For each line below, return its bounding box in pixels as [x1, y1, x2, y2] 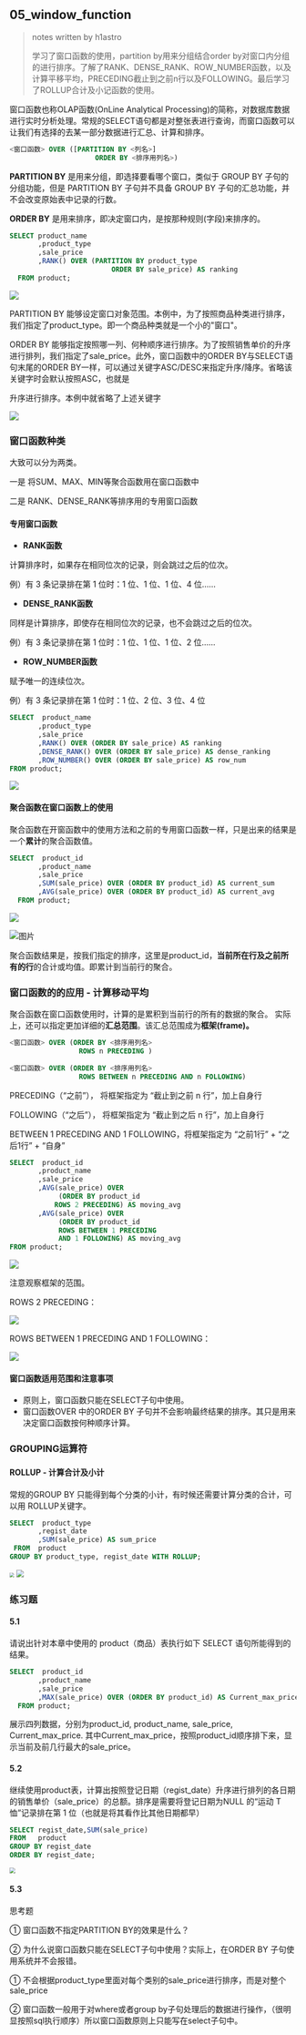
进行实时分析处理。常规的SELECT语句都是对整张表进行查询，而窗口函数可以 [9, 115, 295, 126]
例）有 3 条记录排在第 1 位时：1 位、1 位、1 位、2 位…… [9, 637, 216, 648]
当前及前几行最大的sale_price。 [16, 1742, 137, 1753]
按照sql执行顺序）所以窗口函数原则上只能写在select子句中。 [16, 2015, 243, 2026]
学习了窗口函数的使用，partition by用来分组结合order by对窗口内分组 [31, 50, 291, 61]
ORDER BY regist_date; [9, 1851, 96, 1860]
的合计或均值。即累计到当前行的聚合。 [33, 961, 178, 972]
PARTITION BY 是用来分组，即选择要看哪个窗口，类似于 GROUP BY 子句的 [9, 170, 290, 181]
